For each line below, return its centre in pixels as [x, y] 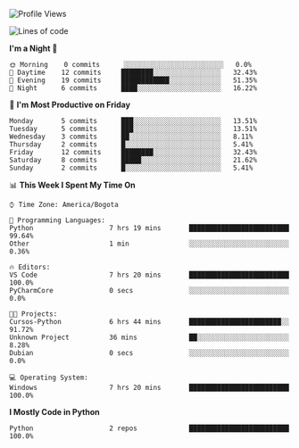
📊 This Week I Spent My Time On [72, 185]
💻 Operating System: [49, 377]
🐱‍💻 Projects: [33, 314]
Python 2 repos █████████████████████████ [149, 428]
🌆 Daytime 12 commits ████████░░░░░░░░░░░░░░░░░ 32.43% [133, 72]
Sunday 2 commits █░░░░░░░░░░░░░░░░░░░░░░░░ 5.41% [131, 168]
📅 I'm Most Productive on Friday [70, 104]
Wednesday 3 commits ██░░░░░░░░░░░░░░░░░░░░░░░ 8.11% [131, 137]
